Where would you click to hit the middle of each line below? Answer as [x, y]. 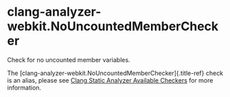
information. [24, 87]
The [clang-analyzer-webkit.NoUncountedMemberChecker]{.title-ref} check [115, 73]
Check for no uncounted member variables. [69, 59]
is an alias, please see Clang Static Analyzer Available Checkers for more [110, 80]
